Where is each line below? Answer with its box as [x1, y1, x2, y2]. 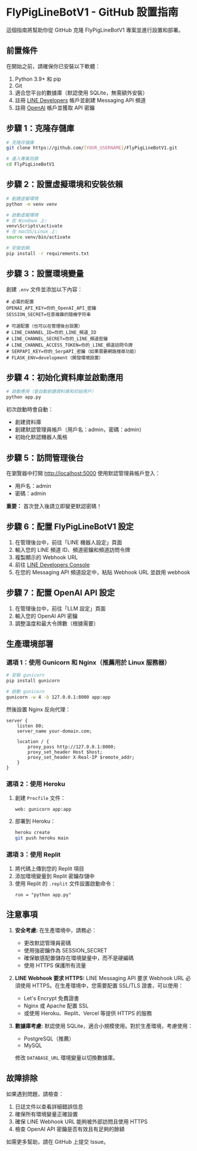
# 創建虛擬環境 [6, 196, 39, 201]
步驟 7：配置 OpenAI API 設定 [6, 588, 115, 598]
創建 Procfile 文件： [14, 795, 66, 802]
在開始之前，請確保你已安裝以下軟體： [6, 62, 100, 69]
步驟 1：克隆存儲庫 [6, 123, 75, 133]
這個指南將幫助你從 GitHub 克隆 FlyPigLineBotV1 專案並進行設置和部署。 [6, 26, 184, 33]
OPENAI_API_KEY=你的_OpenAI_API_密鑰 [6, 305, 97, 311]
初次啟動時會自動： [6, 406, 54, 413]
